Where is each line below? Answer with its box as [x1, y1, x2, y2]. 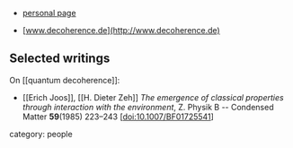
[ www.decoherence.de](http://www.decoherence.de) [22, 25, 220, 35]
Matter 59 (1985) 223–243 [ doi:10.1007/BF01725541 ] [22, 111, 214, 122]
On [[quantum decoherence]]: [9, 74, 120, 85]
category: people [9, 128, 74, 139]
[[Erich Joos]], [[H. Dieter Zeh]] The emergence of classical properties [22, 91, 285, 102]
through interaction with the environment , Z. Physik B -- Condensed [22, 101, 274, 112]
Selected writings [9, 51, 111, 66]
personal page [22, 8, 76, 18]
